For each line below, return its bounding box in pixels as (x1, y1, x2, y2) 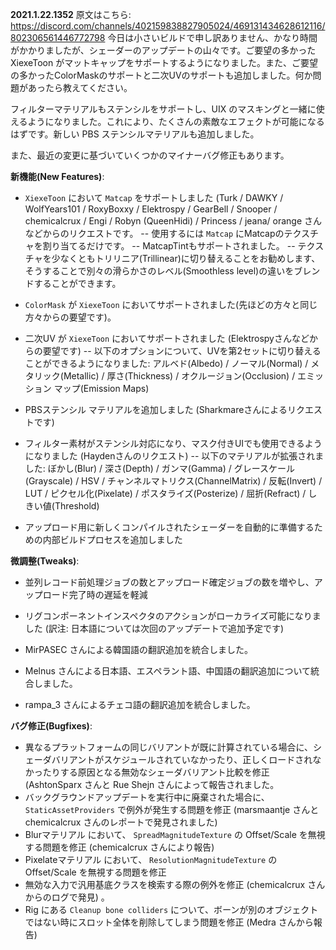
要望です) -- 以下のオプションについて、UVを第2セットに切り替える (42, 345, 322, 357)
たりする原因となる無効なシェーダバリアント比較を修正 (42, 766, 270, 778)
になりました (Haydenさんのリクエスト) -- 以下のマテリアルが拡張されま (24, 450, 325, 462)
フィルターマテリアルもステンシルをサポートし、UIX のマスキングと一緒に (10, 103, 317, 115)
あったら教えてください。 (27, 82, 133, 93)
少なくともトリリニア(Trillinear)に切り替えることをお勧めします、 (51, 253, 321, 264)
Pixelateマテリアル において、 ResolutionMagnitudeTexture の (24, 854, 278, 865)
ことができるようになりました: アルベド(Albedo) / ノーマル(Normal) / (24, 358, 309, 369)
